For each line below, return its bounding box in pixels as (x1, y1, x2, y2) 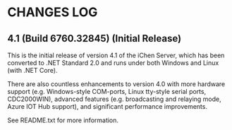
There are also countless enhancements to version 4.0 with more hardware (7, 80, 226, 88)
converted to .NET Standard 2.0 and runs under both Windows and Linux (7, 59, 219, 67)
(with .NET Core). (7, 66, 58, 74)
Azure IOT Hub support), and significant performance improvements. (7, 102, 208, 110)
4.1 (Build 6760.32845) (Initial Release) (7, 32, 182, 45)
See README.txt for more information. (7, 116, 118, 124)
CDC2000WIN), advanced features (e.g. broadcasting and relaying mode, (7, 95, 221, 103)
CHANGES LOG (7, 4, 98, 20)
